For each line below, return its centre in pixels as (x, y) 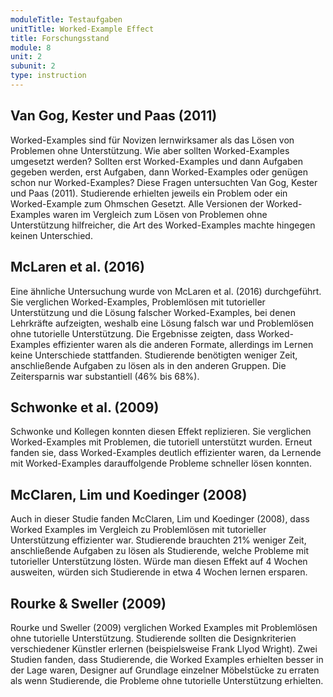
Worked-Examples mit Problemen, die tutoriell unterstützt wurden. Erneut (161, 442)
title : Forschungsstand (60, 38)
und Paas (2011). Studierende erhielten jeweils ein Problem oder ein (149, 193)
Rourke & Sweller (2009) (88, 603)
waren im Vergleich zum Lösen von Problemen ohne (160, 214)
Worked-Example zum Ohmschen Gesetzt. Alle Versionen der (137, 203)
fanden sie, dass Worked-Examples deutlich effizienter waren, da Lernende (166, 453)
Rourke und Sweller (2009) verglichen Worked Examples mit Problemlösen (164, 627)
